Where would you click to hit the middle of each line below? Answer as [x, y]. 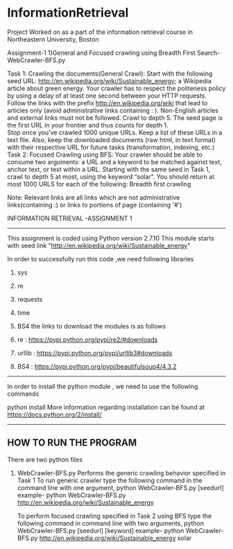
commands [23, 394]
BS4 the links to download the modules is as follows [92, 326]
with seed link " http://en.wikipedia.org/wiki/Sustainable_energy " [99, 245]
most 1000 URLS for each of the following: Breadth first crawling [99, 184]
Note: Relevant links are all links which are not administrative [94, 197]
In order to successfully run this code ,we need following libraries [101, 259]
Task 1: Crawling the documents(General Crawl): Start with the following [110, 73]
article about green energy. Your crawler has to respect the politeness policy [116, 88]
